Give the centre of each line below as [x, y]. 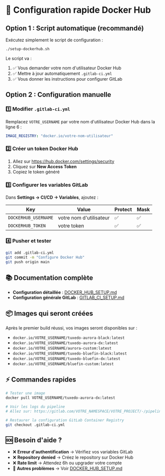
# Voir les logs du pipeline [35, 407]
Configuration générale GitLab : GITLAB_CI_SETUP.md [68, 297]
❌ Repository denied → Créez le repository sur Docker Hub [73, 457]
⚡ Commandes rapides [41, 379]
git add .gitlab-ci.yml [30, 253]
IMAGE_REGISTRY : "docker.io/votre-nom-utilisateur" [59, 136]
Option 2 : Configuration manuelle [59, 95]
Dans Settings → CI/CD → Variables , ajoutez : [52, 197]
